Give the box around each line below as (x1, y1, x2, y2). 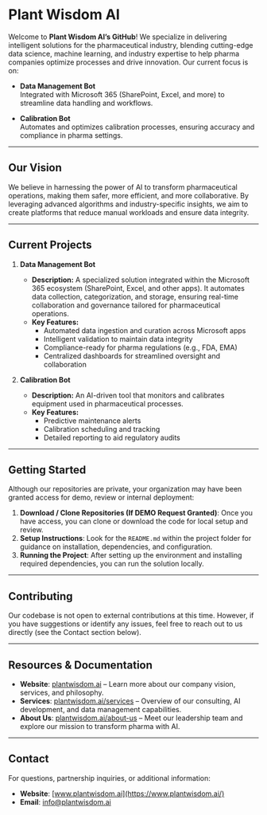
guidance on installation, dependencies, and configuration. (19, 542, 213, 551)
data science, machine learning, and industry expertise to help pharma (8, 49, 240, 58)
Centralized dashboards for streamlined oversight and (43, 351, 221, 360)
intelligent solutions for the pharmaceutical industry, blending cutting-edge (8, 40, 253, 49)
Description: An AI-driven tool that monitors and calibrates (31, 390, 225, 400)
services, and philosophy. (19, 688, 105, 697)
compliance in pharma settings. (19, 130, 123, 140)
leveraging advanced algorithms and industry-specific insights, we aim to (8, 199, 249, 209)
